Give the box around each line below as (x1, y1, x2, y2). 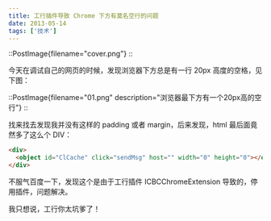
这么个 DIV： (29, 130, 73, 140)
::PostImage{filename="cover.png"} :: (8, 49, 133, 59)
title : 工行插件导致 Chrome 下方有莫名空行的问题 (8, 11, 159, 20)
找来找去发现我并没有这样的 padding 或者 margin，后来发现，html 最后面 (8, 120, 251, 130)
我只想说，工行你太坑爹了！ (8, 204, 101, 214)
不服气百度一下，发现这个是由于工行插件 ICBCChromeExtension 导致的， (8, 177, 252, 186)
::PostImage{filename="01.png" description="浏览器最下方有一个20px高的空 (8, 93, 262, 102)
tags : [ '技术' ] (8, 27, 57, 35)
